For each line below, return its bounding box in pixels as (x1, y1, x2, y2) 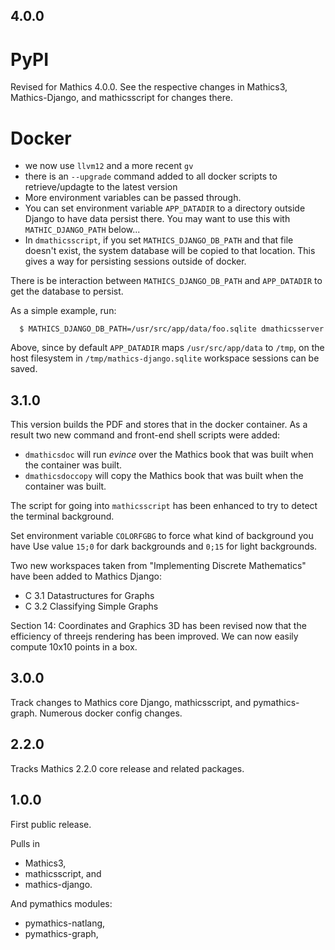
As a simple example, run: (10, 305, 117, 317)
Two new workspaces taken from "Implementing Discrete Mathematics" (10, 560, 307, 572)
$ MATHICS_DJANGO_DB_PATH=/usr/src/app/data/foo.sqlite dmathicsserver (19, 324, 325, 334)
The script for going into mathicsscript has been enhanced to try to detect (10, 500, 318, 512)
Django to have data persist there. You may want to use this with (24, 213, 291, 225)
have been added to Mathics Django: (10, 570, 162, 583)
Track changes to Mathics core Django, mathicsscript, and (10, 696, 252, 708)
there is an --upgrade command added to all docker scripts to (24, 170, 278, 183)
